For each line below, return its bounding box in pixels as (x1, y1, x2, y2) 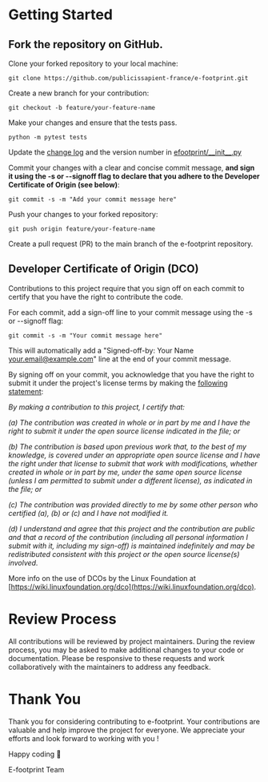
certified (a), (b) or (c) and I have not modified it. (8, 508, 169, 518)
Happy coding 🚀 (8, 749, 62, 759)
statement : (8, 386, 44, 396)
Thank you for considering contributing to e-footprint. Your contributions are (8, 716, 261, 726)
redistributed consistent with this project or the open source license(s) (8, 549, 240, 558)
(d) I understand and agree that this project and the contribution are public (8, 523, 255, 534)
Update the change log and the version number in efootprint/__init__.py (8, 147, 242, 157)
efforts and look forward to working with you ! (8, 733, 159, 743)
